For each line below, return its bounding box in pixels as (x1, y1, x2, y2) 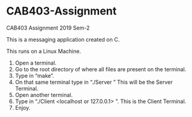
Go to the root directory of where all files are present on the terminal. (14, 65, 187, 73)
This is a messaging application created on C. (6, 36, 120, 43)
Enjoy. (14, 104, 31, 111)
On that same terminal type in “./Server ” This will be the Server (14, 78, 173, 86)
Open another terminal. (14, 91, 73, 98)
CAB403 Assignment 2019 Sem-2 (6, 24, 90, 31)
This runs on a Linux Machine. (6, 47, 82, 55)
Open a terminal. (14, 59, 57, 66)
